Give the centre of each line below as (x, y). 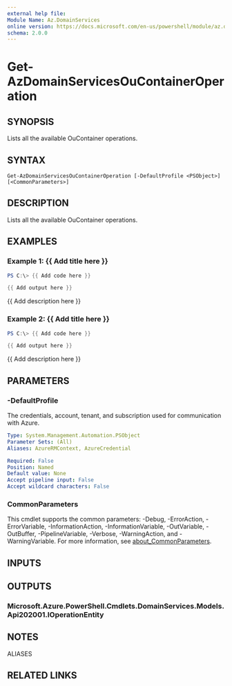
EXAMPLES (32, 241)
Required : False (30, 461)
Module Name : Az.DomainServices (54, 20)
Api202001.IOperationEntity (56, 615)
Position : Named (30, 467)
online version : (30, 26)
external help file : (37, 13)
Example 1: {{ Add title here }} (58, 261)
